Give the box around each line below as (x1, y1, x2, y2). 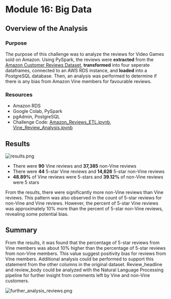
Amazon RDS (12, 103, 41, 109)
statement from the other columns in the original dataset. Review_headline (5, 261, 163, 267)
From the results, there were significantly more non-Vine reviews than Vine (5, 189, 164, 195)
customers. (5, 277, 29, 284)
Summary (5, 226, 37, 234)
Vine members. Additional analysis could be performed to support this (5, 255, 154, 262)
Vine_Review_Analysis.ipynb (12, 125, 73, 131)
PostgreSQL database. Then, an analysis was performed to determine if (5, 73, 157, 79)
